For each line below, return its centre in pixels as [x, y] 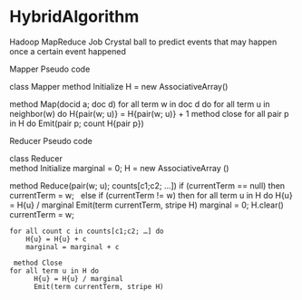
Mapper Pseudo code [50, 69]
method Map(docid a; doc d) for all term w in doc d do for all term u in [140, 104]
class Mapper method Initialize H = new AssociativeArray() [119, 86]
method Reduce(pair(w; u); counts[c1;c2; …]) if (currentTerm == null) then [147, 185]
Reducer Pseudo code [51, 140]
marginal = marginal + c [73, 247]
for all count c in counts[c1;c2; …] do [87, 231]
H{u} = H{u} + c [57, 239]
